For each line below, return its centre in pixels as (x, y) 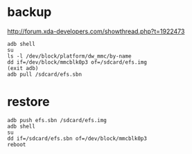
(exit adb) (23, 68)
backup (29, 12)
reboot (17, 144)
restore (28, 102)
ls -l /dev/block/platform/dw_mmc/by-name (69, 56)
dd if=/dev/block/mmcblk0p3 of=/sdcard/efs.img (77, 62)
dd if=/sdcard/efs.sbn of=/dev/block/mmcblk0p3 (77, 138)
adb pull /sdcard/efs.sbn (44, 74)
